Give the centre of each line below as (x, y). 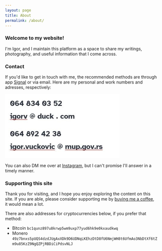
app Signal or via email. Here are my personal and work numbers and (74, 82)
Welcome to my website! (35, 38)
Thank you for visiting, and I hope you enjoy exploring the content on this (78, 194)
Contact (15, 67)
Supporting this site (29, 183)
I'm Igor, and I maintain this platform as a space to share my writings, (74, 49)
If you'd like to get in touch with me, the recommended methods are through (81, 77)
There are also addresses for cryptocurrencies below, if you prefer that (76, 214)
